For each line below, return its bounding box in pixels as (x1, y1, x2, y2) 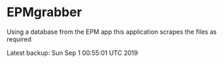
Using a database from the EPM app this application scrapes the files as (6, 27, 217, 36)
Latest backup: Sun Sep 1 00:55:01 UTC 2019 (6, 49, 138, 57)
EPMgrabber (6, 4, 82, 20)
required (6, 34, 32, 43)
